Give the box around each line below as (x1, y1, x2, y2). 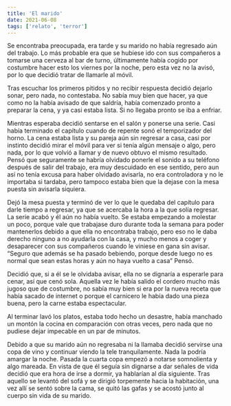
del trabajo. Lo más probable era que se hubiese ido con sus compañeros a (7, 49, 221, 57)
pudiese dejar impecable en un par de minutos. (7, 327, 141, 335)
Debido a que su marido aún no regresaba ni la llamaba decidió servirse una (7, 341, 223, 349)
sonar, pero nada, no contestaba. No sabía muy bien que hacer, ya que (7, 91, 208, 100)
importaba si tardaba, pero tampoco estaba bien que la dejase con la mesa (7, 178, 219, 186)
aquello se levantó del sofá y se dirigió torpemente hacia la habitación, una (7, 377, 219, 385)
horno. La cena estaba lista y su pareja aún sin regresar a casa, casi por (7, 134, 211, 142)
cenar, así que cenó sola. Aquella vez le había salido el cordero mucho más (7, 278, 220, 286)
